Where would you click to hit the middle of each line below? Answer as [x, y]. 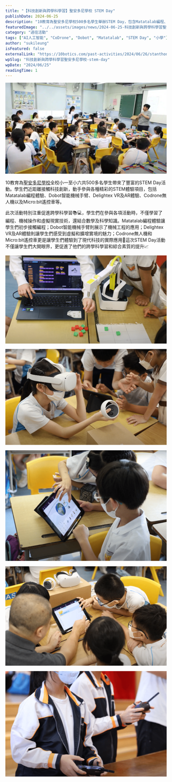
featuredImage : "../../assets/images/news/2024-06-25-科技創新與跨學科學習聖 [86, 27]
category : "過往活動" [27, 33]
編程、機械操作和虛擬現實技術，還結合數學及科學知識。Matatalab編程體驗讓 [85, 220]
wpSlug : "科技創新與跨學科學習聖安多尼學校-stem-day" [58, 59]
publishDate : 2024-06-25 [32, 16]
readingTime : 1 [21, 70]
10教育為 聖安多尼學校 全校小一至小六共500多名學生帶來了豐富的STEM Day [83, 183]
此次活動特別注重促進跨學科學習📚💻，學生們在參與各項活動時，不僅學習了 [84, 212]
